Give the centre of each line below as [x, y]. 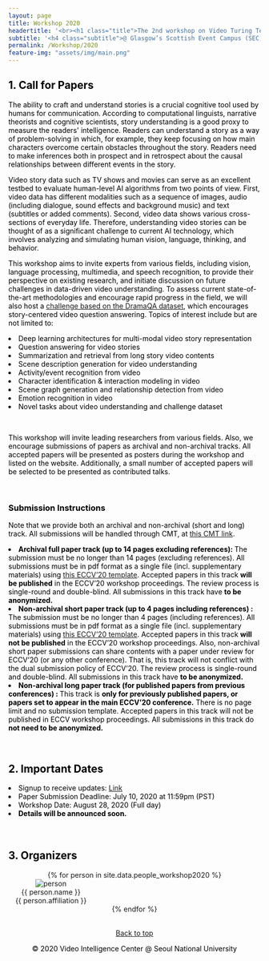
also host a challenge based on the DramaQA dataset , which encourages [128, 306]
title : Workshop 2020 [44, 23]
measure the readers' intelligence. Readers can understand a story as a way [134, 130]
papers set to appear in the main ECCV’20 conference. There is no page [130, 702]
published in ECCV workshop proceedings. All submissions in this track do [131, 720]
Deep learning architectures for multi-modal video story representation [135, 338]
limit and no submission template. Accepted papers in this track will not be [131, 711]
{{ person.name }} [51, 892]
